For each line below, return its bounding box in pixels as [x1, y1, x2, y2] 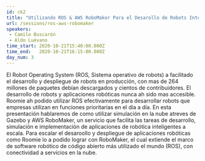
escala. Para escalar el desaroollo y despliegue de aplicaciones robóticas [6, 129, 191, 137]
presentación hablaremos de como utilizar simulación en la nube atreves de [6, 110, 196, 117]
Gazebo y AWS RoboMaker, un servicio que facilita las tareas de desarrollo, [6, 116, 196, 124]
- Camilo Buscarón [9, 32, 56, 38]
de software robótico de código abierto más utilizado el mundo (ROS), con [6, 142, 193, 149]
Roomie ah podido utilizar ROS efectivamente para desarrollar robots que [6, 97, 190, 104]
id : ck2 [6, 9, 26, 15]
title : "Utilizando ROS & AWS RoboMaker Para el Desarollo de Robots [6, 15, 187, 21]
